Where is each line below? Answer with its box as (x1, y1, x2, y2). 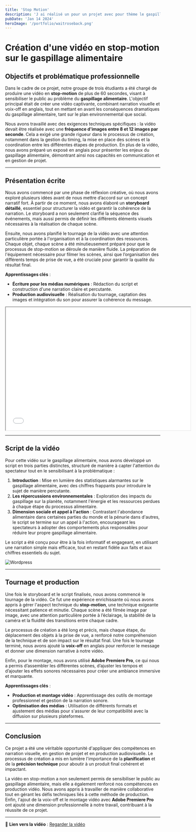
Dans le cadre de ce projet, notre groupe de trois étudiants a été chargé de (5, 85, 157, 91)
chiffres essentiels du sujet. (5, 550, 61, 556)
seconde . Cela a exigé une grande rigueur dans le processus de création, (5, 132, 155, 137)
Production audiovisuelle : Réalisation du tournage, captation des (12, 292, 147, 298)
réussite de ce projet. (5, 807, 48, 813)
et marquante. (5, 673, 33, 679)
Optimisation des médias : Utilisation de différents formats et (12, 702, 137, 708)
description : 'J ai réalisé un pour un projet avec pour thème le (5, 12, 144, 17)
